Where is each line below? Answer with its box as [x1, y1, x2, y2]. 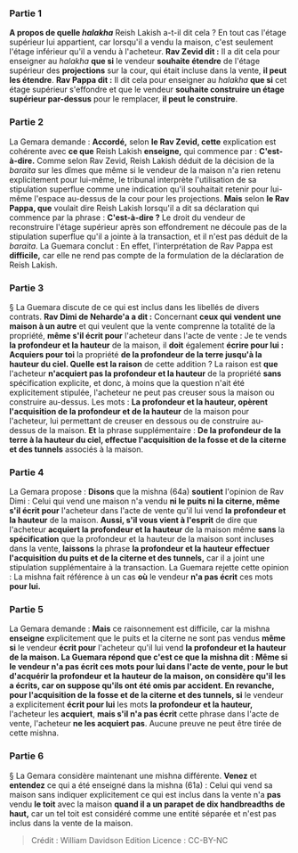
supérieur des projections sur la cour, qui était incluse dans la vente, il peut [9, 65, 287, 76]
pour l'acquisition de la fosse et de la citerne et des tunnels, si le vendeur [9, 690, 284, 701]
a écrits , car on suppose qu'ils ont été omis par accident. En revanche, [9, 680, 275, 691]
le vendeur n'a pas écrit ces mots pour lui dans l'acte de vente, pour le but [9, 661, 289, 672]
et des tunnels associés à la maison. [9, 444, 144, 455]
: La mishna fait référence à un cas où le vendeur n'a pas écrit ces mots [9, 571, 274, 582]
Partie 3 [9, 282, 44, 294]
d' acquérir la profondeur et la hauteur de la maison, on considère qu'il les [9, 671, 286, 682]
